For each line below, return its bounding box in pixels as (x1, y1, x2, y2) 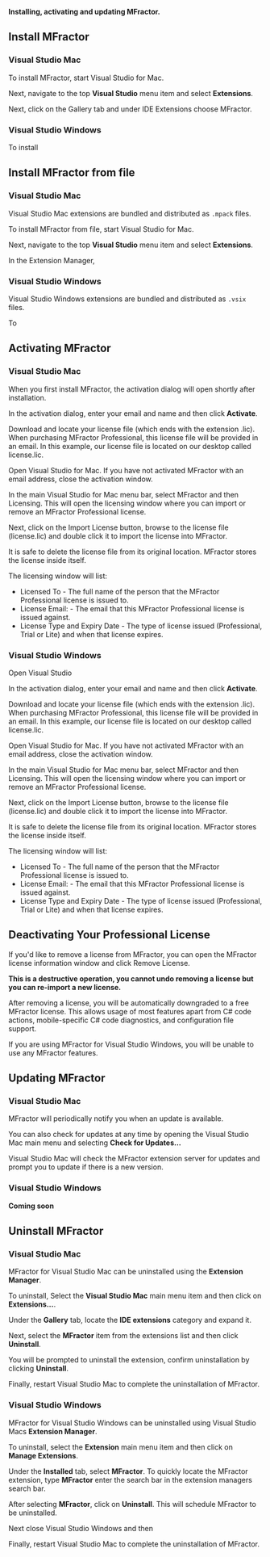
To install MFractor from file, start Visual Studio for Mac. (8, 224, 195, 233)
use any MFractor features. (8, 1047, 98, 1057)
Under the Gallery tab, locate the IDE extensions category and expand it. (8, 1316, 252, 1325)
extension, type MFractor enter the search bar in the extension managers (8, 1475, 252, 1484)
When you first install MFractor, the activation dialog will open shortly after (8, 384, 255, 394)
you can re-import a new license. (8, 982, 122, 992)
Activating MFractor (8, 342, 111, 355)
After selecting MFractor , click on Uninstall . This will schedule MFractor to (8, 1499, 256, 1509)
